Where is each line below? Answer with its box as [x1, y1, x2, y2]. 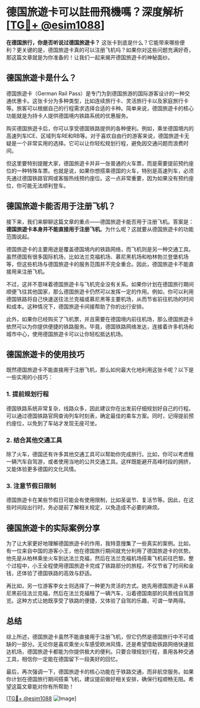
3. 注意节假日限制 [6, 481, 57, 490]
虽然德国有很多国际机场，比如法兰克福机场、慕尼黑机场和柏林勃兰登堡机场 [6, 253, 189, 260]
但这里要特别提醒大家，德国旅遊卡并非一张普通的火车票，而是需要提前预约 [6, 159, 189, 167]
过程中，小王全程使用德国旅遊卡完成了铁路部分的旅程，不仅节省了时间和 [11, 562, 189, 569]
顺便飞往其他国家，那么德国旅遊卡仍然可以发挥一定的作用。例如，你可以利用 [6, 288, 194, 295]
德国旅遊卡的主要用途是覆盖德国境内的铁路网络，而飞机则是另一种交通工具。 [6, 245, 194, 253]
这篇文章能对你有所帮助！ [11, 682, 74, 690]
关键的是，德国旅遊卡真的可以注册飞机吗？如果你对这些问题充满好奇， [21, 46, 194, 54]
